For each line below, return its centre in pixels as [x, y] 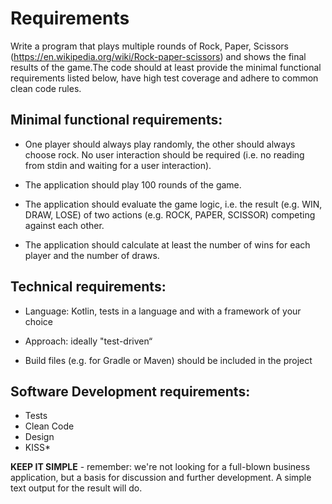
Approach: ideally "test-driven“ [88, 341]
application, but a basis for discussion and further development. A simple [161, 478]
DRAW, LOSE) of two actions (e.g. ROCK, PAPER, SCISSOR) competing [170, 214]
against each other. [64, 225]
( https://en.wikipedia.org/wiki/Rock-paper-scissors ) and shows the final [158, 56]
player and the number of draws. [92, 255]
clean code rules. [46, 88]
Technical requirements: [88, 287]
